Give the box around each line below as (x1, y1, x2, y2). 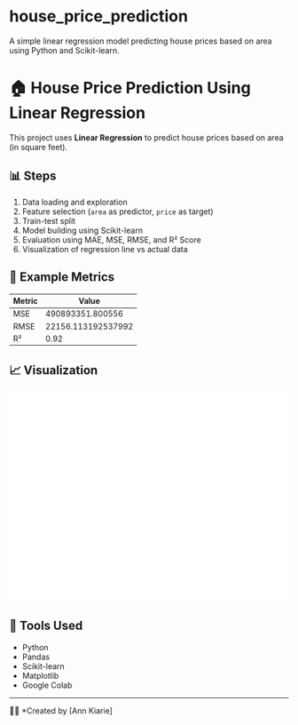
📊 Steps (9, 169, 57, 184)
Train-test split (21, 215, 76, 226)
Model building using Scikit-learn (21, 225, 144, 235)
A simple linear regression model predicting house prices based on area (9, 36, 272, 46)
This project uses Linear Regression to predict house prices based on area (9, 131, 284, 143)
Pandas (21, 651, 51, 662)
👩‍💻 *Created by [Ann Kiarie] (9, 705, 114, 716)
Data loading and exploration (21, 196, 129, 207)
